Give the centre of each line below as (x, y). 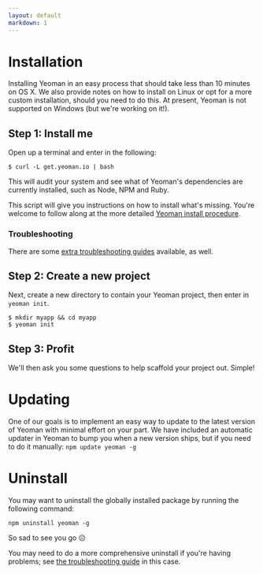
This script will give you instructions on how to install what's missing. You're (131, 205)
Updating (39, 400)
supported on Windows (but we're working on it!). (89, 109)
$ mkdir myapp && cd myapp (52, 318)
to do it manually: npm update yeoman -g (72, 447)
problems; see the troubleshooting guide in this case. (94, 561)
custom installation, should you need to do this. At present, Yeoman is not (127, 100)
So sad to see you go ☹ (47, 538)
